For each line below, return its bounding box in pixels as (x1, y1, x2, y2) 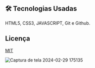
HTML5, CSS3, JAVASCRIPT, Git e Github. (5, 20, 91, 26)
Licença (5, 34, 31, 43)
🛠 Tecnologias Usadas (5, 4, 77, 13)
